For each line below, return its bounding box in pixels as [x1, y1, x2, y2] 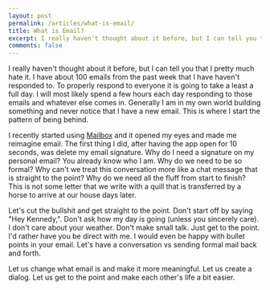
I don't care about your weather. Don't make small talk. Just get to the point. [8, 223, 260, 233]
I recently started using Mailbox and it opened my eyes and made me [8, 130, 237, 141]
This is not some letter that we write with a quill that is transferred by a [8, 182, 242, 191]
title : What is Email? [8, 27, 84, 35]
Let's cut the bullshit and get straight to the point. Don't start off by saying [8, 206, 253, 215]
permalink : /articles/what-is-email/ [8, 19, 135, 27]
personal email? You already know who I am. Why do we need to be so [8, 156, 243, 165]
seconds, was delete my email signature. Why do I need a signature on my [8, 148, 255, 157]
